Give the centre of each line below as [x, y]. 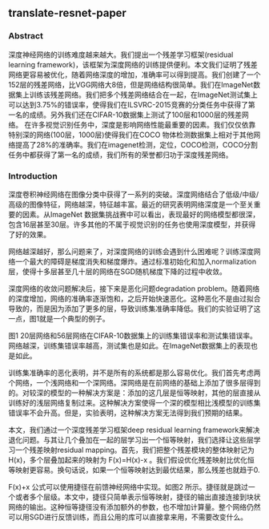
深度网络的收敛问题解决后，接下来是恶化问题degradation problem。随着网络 [134, 289]
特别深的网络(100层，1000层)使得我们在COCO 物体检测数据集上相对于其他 [131, 135]
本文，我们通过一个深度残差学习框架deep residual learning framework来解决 [134, 430]
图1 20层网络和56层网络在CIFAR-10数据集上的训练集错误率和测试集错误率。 [133, 335]
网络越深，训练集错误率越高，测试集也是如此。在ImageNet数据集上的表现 [129, 345]
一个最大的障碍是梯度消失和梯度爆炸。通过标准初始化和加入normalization [136, 261]
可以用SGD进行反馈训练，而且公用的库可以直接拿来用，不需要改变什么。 [128, 517]
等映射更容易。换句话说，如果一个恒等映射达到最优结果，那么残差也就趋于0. [134, 470]
